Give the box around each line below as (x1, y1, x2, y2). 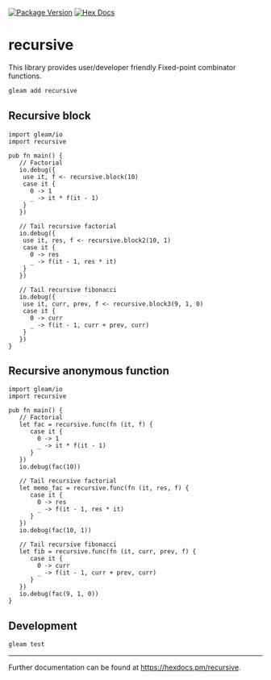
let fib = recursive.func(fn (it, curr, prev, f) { (19, 548, 197, 556)
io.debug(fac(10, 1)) (19, 527, 92, 535)
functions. (8, 71, 42, 81)
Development (8, 619, 78, 632)
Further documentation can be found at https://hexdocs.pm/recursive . (8, 662, 241, 673)
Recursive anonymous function (8, 364, 169, 378)
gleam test (8, 640, 45, 649)
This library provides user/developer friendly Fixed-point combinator (8, 62, 236, 72)
